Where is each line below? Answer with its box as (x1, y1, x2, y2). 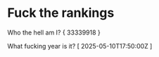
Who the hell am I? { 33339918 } (7, 28, 101, 37)
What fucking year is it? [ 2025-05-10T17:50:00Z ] (7, 42, 153, 50)
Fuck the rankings (7, 5, 115, 21)
